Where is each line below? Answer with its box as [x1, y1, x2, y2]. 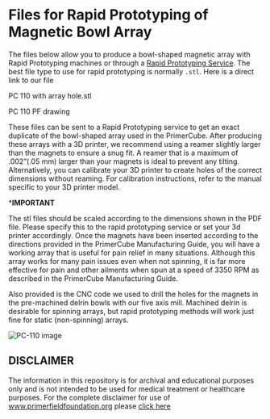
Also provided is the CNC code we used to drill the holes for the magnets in [8, 289, 259, 299]
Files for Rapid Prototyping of [8, 6, 209, 24]
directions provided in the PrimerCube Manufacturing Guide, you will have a [8, 239, 260, 249]
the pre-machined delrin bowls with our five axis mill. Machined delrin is [8, 297, 247, 308]
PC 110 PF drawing [8, 107, 70, 116]
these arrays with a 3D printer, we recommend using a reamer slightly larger [8, 139, 261, 149]
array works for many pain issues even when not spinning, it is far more [8, 256, 246, 266]
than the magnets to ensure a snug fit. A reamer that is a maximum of [8, 148, 239, 157]
